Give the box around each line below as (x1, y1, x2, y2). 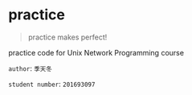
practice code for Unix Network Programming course (8, 47, 185, 57)
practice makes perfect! (27, 32, 108, 42)
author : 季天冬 (8, 63, 52, 73)
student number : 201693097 (8, 79, 96, 89)
